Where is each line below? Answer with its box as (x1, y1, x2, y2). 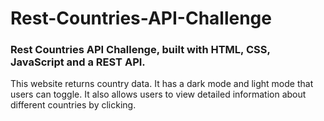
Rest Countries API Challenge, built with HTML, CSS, (10, 43, 271, 57)
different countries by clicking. (10, 99, 137, 111)
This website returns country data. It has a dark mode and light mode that (10, 78, 314, 90)
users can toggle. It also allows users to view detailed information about (10, 88, 307, 101)
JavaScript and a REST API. (10, 55, 146, 69)
